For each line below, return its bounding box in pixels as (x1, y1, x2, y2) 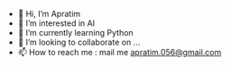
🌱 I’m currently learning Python (17, 28, 134, 37)
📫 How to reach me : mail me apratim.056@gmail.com (17, 47, 222, 57)
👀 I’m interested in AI (17, 18, 96, 29)
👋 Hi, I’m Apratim (17, 9, 81, 19)
